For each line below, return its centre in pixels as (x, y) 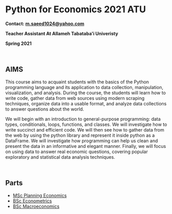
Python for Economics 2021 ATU (76, 9)
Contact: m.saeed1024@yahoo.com (45, 24)
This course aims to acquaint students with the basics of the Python (77, 82)
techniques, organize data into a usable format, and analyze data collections (86, 103)
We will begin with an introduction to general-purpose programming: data (83, 119)
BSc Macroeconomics (36, 206)
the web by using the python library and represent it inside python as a (80, 135)
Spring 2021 (18, 43)
